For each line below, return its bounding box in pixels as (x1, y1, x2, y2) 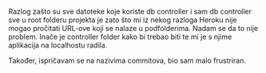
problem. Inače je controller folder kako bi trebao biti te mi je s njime (8, 32, 232, 41)
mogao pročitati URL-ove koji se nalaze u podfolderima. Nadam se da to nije (8, 24, 258, 33)
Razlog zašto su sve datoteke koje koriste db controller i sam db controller (8, 7, 252, 16)
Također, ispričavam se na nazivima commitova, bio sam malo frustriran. (8, 56, 246, 65)
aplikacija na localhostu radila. (8, 40, 108, 50)
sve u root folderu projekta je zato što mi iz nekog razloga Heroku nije (8, 15, 237, 25)
